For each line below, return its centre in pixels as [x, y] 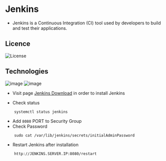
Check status [26, 102]
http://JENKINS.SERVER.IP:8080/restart [56, 154]
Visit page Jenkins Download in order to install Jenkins [69, 93]
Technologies [27, 71]
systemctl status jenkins [41, 112]
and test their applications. [40, 28]
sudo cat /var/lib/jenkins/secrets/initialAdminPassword [75, 135]
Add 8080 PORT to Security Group [47, 121]
